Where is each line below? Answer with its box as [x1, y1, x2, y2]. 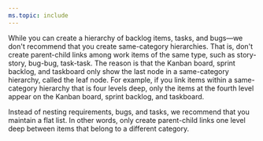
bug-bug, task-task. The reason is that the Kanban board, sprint [28, 58, 236, 68]
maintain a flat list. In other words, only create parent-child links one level [8, 115, 246, 124]
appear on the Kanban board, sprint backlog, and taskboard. [8, 91, 205, 101]
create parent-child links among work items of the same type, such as [8, 50, 235, 59]
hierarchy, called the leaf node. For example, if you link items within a [8, 75, 232, 84]
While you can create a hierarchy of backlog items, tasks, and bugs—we [8, 33, 243, 43]
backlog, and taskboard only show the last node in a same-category [8, 66, 230, 76]
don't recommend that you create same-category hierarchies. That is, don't [8, 41, 254, 51]
